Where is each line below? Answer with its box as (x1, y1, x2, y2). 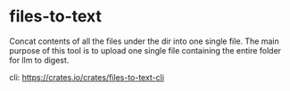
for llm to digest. (9, 54, 70, 65)
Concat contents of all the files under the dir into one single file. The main (9, 36, 279, 46)
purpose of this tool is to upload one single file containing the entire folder (9, 45, 282, 55)
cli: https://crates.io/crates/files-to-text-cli (9, 71, 165, 82)
